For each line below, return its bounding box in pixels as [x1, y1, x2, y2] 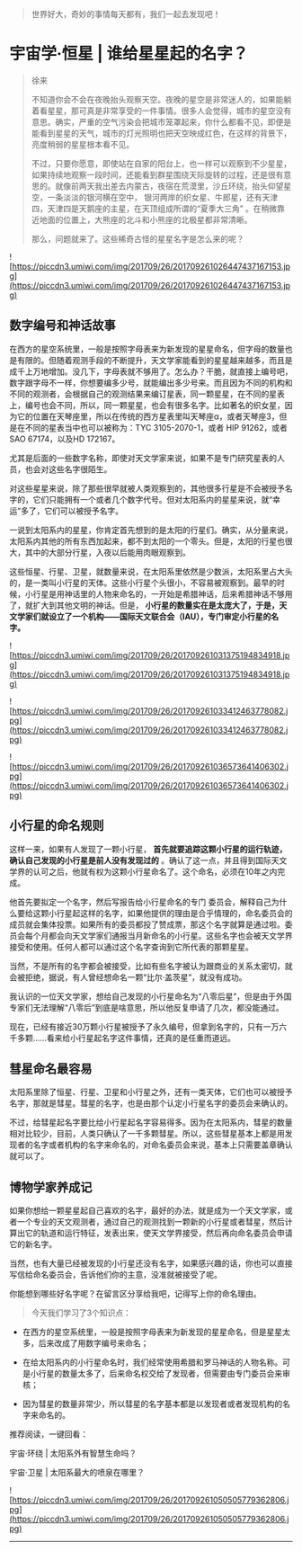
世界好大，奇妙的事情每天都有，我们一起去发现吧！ [31, 9, 221, 19]
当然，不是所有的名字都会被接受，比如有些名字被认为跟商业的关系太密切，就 [9, 960, 293, 971]
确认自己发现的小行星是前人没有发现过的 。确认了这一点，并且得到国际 [9, 854, 271, 866]
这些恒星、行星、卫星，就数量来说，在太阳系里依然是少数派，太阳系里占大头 [9, 566, 293, 576]
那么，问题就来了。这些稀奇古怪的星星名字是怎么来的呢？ [31, 233, 244, 244]
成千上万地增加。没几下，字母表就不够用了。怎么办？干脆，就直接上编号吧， [9, 366, 293, 377]
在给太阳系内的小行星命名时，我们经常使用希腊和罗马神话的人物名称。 [22, 1357, 283, 1368]
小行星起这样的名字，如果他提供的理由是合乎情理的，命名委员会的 [48, 907, 293, 918]
